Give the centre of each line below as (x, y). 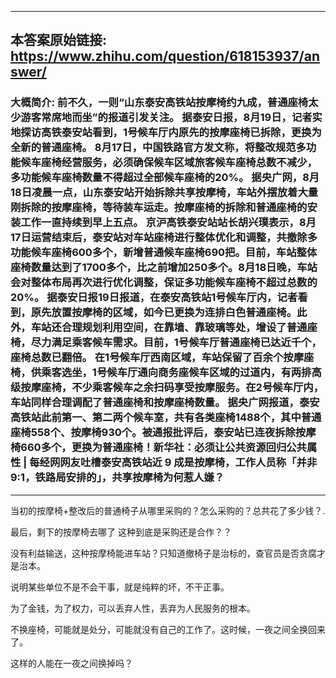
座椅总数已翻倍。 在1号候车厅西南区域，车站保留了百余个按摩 (157, 358)
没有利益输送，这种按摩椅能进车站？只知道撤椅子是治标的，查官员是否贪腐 (163, 553)
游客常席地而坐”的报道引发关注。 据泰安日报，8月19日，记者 (166, 118)
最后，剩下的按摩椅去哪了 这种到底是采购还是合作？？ (121, 532)
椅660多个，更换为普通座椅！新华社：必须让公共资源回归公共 (158, 448)
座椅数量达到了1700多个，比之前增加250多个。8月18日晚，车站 (164, 268)
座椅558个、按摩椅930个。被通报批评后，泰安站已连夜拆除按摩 (163, 433)
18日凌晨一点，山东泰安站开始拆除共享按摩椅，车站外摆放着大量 (164, 193)
